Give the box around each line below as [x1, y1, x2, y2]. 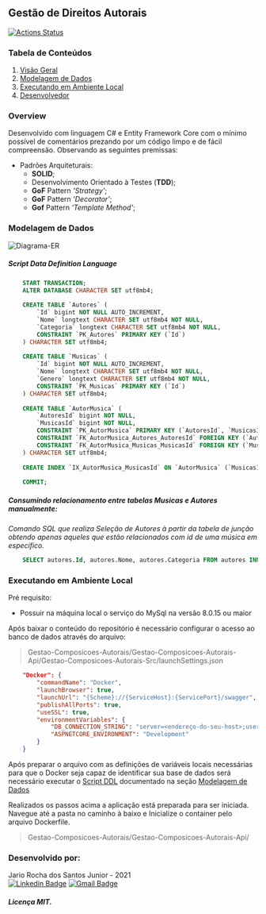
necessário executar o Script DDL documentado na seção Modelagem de [8, 776, 248, 785]
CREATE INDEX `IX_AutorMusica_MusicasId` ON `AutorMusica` [22, 464, 222, 472]
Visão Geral [19, 65, 58, 75]
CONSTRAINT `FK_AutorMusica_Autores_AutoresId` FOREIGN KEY [36, 434, 239, 442]
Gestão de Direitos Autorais [8, 6, 147, 20]
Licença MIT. [8, 897, 52, 906]
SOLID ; [31, 169, 55, 179]
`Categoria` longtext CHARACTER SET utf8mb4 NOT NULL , [36, 323, 222, 331]
